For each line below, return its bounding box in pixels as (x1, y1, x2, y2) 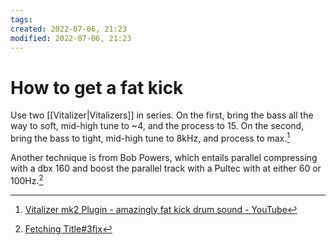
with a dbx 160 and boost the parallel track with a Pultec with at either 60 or (10, 162, 322, 174)
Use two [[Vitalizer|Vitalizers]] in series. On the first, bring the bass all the (10, 109, 314, 121)
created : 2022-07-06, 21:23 (10, 24, 128, 34)
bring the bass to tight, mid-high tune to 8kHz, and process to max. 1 (10, 131, 291, 144)
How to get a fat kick (10, 76, 184, 99)
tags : (10, 14, 33, 25)
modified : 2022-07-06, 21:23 (10, 33, 132, 43)
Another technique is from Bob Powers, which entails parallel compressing (10, 151, 318, 163)
